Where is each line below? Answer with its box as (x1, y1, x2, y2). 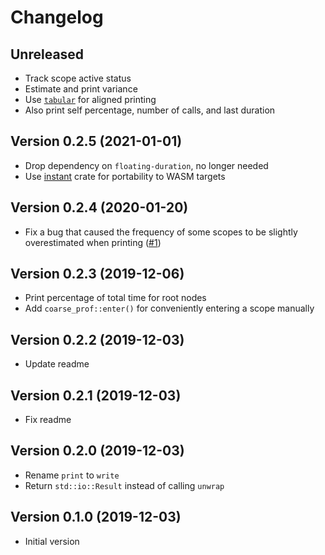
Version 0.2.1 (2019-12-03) (10, 387, 182, 404)
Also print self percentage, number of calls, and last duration (24, 104, 276, 116)
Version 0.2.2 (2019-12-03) (10, 331, 185, 348)
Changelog (10, 6, 104, 29)
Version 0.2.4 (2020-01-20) (10, 199, 189, 216)
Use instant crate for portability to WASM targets (24, 170, 226, 182)
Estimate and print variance (24, 83, 138, 95)
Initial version (24, 535, 80, 547)
